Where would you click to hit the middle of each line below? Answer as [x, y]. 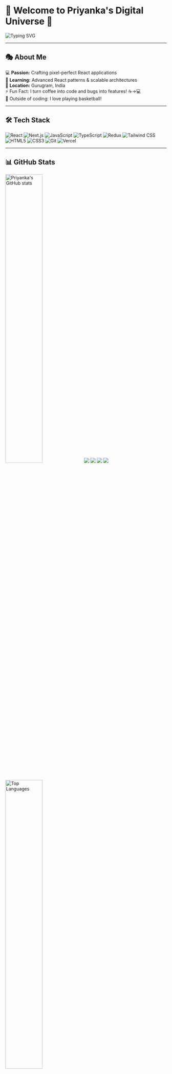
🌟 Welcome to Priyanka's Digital [74, 11]
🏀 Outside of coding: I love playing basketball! [53, 98]
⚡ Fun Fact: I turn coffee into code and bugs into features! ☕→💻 [73, 91]
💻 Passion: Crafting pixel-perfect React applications [61, 72]
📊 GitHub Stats [30, 162]
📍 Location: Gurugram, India [35, 85]
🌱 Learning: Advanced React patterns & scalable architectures [71, 80]
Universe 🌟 [29, 21]
